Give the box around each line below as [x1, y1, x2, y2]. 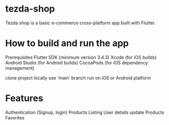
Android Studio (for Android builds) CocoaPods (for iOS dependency [5, 59, 148, 66]
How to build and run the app [5, 37, 129, 49]
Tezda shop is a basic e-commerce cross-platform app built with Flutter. [5, 20, 156, 26]
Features [5, 93, 44, 104]
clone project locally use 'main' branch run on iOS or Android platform [5, 74, 151, 81]
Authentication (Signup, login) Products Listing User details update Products [5, 109, 164, 115]
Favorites [5, 114, 25, 120]
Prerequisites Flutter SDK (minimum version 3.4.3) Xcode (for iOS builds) [5, 54, 157, 60]
